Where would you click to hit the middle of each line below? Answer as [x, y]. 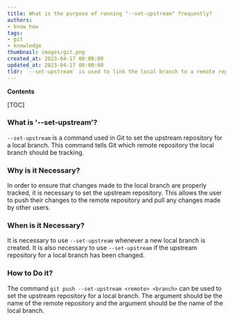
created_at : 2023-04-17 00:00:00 [55, 59]
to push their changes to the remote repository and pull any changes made [114, 200]
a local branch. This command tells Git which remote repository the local [111, 145]
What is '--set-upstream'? [52, 123]
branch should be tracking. [46, 152]
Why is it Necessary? [44, 170]
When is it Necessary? [46, 226]
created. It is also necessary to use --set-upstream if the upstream [102, 248]
